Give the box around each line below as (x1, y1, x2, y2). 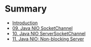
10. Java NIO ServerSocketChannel (12, 30, 86, 36)
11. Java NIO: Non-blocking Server (12, 36, 84, 42)
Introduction (12, 20, 38, 26)
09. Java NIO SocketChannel (12, 25, 73, 31)
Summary (5, 3, 47, 15)
